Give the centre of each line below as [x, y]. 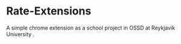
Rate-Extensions [49, 11]
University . [20, 34]
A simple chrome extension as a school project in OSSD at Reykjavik [91, 28]
